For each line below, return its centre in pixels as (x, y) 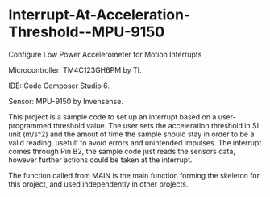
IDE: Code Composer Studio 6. (59, 86)
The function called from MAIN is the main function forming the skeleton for (134, 175)
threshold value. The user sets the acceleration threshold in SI (156, 125)
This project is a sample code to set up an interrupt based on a (112, 117)
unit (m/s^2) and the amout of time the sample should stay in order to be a (131, 134)
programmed (30, 125)
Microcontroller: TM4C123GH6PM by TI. (75, 69)
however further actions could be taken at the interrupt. (100, 160)
